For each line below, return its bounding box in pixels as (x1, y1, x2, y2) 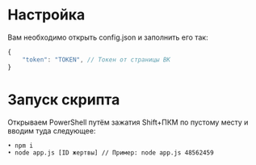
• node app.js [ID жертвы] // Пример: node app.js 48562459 (7, 148, 215, 157)
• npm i (7, 142, 34, 150)
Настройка (7, 6, 86, 24)
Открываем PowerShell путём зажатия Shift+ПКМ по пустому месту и (7, 117, 249, 127)
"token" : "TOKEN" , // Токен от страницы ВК (22, 55, 171, 64)
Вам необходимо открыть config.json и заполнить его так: (7, 32, 208, 42)
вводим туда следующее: (7, 125, 96, 135)
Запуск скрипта (7, 91, 120, 108)
